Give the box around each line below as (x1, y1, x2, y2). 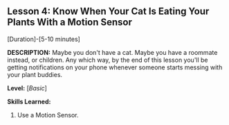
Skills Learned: (7, 97, 51, 106)
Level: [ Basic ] (7, 83, 47, 92)
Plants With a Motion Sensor (7, 17, 133, 28)
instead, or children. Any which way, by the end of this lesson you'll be (7, 56, 209, 64)
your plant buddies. (7, 70, 63, 78)
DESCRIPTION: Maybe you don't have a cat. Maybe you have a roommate (7, 48, 218, 56)
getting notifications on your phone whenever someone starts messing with (7, 62, 223, 72)
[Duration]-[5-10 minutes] (7, 35, 81, 43)
